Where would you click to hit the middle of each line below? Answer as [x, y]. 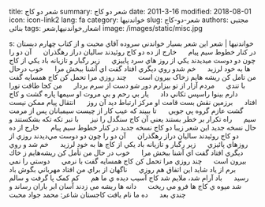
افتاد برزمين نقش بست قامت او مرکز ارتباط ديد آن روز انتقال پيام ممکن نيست [133, 102]
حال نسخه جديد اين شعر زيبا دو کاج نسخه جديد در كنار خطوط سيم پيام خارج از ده [133, 127]
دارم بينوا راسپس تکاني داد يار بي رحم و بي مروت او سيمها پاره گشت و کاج [123, 94]
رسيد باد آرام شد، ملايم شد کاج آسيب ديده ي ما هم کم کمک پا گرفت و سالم [129, 178]
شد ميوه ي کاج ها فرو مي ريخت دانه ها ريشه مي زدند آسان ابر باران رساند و [125, 186]
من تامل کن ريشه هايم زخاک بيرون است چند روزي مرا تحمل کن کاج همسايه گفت [133, 77]
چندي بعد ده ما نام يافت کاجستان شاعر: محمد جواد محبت [97, 194]
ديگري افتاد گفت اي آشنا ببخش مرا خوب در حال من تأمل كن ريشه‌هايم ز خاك [126, 152]
